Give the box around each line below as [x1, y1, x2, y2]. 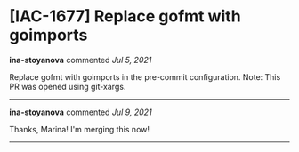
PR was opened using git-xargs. [9, 81, 126, 92]
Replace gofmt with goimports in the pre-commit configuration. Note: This [9, 71, 281, 82]
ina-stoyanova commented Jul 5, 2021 [9, 54, 152, 65]
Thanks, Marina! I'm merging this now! [9, 124, 149, 134]
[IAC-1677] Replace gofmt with [9, 6, 242, 27]
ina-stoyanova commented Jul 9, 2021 [9, 107, 153, 117]
